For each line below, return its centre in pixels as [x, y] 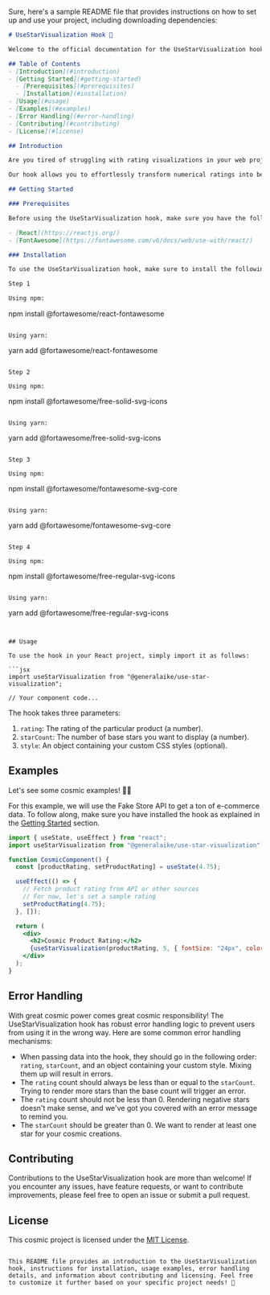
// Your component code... [53, 698]
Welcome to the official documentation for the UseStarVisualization [127, 49]
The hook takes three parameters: [65, 713]
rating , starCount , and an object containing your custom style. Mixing [135, 1065]
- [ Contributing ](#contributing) [64, 124]
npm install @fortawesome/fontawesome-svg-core [93, 489]
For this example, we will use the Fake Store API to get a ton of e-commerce [134, 806]
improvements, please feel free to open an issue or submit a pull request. [129, 1195]
